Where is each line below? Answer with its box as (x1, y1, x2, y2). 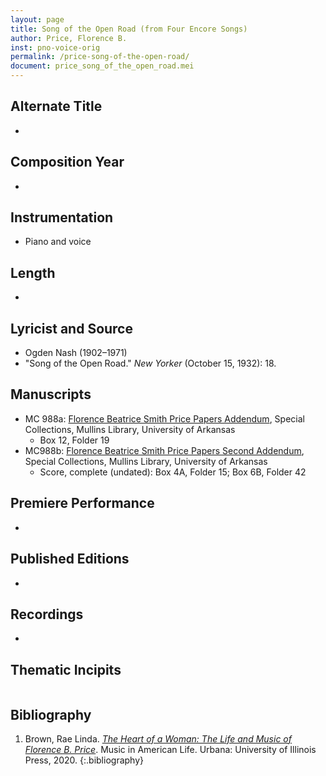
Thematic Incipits (10, 661, 122, 678)
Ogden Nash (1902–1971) (24, 347, 128, 359)
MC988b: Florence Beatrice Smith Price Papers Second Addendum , (24, 444, 305, 456)
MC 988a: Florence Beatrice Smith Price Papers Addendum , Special (24, 412, 305, 425)
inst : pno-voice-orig (10, 42, 101, 53)
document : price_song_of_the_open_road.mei (10, 61, 195, 71)
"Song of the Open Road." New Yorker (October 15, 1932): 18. (24, 357, 277, 370)
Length (10, 264, 56, 281)
